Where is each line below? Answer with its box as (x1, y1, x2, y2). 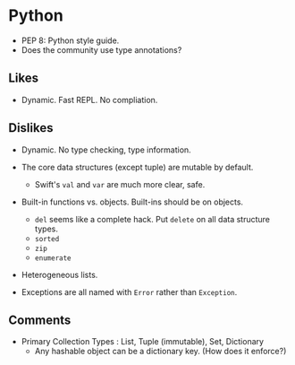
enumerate (34, 253, 72, 263)
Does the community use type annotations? (21, 44, 182, 55)
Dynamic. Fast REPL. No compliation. (21, 94, 158, 105)
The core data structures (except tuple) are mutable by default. (21, 161, 254, 172)
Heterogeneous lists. (21, 269, 98, 280)
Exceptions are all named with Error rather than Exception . (21, 286, 238, 297)
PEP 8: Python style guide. (21, 35, 120, 46)
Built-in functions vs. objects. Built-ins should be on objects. (21, 196, 243, 207)
